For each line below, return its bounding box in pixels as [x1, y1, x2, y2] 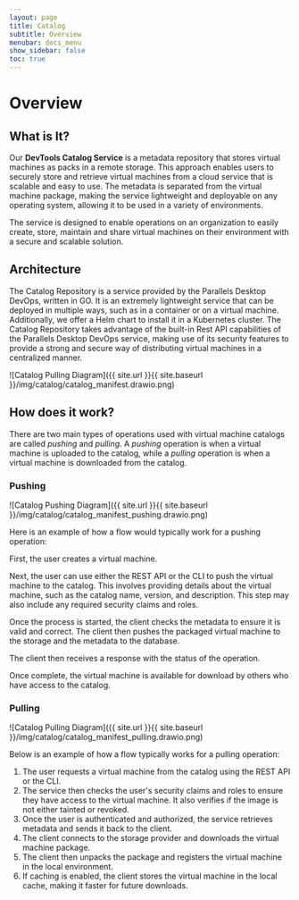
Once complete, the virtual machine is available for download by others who [9, 669, 289, 680]
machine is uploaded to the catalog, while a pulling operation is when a [9, 448, 270, 458]
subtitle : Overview [9, 29, 82, 38]
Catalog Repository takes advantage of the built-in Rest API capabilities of [9, 324, 281, 334]
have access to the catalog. [9, 679, 112, 690]
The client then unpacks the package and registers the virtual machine [21, 852, 283, 862]
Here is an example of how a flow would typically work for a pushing [9, 526, 262, 537]
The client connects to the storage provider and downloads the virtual [21, 833, 279, 844]
